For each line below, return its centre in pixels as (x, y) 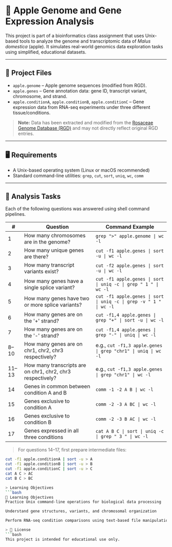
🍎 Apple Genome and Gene (63, 11)
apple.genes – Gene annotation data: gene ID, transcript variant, (80, 91)
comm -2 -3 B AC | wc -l (126, 419)
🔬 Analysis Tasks (33, 196)
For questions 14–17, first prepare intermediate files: (72, 450)
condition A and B (45, 393)
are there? (36, 257)
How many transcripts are (55, 365)
